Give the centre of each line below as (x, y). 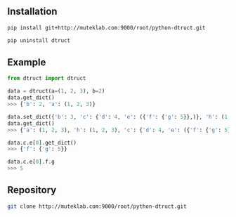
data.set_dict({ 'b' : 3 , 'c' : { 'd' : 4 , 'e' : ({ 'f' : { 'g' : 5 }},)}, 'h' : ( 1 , (119, 117)
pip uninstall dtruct (39, 40)
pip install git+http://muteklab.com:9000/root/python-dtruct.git (106, 27)
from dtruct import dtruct (47, 79)
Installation (32, 12)
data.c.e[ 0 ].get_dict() (42, 143)
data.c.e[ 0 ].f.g (31, 162)
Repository (32, 190)
